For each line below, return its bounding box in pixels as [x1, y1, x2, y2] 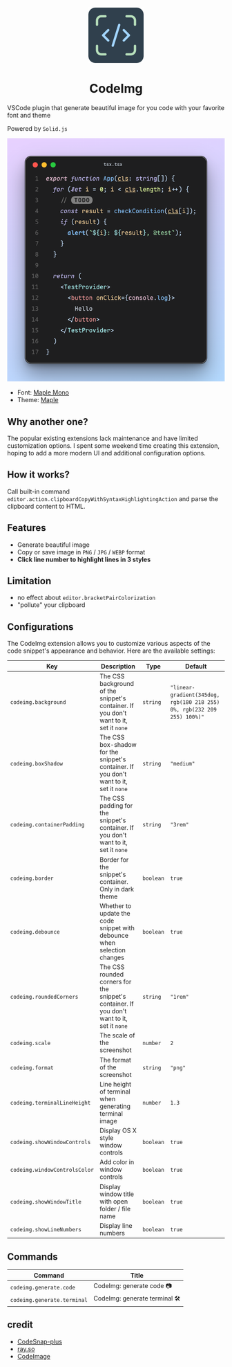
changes [99, 953, 124, 961]
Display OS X [99, 1126, 137, 1135]
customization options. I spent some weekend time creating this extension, [7, 441, 220, 450]
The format [99, 1056, 131, 1064]
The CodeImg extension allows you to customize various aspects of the [7, 640, 211, 648]
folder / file [99, 1204, 131, 1213]
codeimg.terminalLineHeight [10, 1100, 91, 1107]
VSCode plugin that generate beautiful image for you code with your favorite [7, 103, 225, 111]
